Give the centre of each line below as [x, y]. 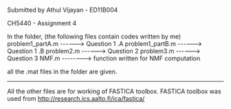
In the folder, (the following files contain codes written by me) [94, 36]
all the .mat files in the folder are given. [62, 72]
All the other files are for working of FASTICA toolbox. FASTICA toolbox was [114, 91]
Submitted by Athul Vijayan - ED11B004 [63, 10]
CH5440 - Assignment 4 [42, 23]
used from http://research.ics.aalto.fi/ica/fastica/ [76, 98]
